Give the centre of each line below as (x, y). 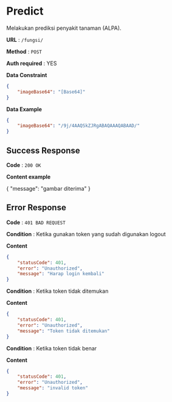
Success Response (43, 150)
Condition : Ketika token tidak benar (52, 348)
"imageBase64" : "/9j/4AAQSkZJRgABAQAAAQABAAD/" (78, 126)
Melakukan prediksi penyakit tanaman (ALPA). (64, 28)
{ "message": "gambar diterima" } (49, 189)
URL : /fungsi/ (25, 39)
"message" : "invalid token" (53, 388)
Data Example (24, 109)
